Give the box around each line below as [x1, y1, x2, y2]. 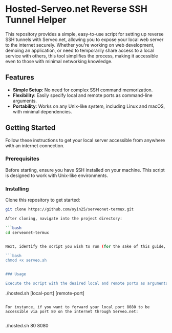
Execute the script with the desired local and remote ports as [5, 281, 145, 286]
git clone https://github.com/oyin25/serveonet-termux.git [5, 207, 134, 212]
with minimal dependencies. [12, 108, 72, 114]
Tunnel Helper [5, 14, 67, 26]
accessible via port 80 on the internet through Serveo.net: [5, 309, 139, 315]
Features [5, 73, 34, 82]
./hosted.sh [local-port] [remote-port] [5, 290, 84, 297]
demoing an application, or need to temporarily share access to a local [5, 47, 154, 53]
